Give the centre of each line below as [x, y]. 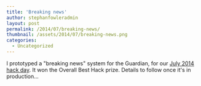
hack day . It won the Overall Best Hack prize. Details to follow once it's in [99, 70]
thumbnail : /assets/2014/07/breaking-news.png [67, 35]
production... [22, 76]
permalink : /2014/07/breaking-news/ [53, 29]
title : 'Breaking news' [37, 12]
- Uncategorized [33, 46]
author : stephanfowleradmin [42, 18]
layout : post [23, 23]
